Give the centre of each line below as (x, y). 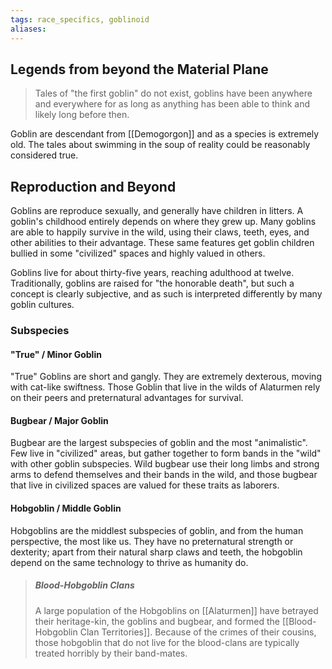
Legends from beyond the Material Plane (139, 69)
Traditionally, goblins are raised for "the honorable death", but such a (152, 283)
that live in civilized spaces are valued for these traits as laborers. (145, 485)
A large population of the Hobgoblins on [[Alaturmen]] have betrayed (176, 610)
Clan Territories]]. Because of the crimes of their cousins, (198, 632)
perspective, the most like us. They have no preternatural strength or (152, 541)
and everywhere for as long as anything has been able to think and (172, 104)
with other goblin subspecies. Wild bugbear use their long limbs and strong (165, 464)
